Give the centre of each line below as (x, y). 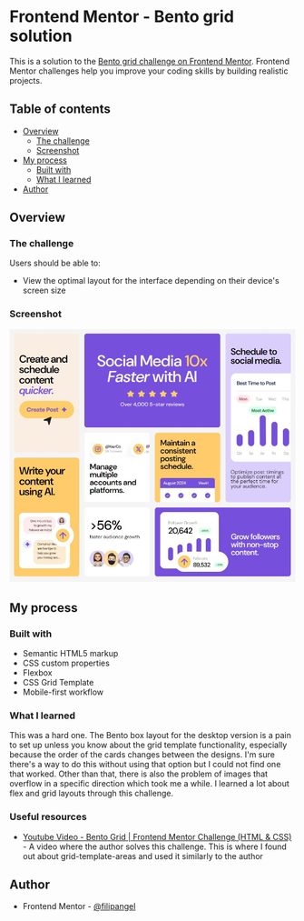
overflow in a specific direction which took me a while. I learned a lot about (150, 784)
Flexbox (37, 673)
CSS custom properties (66, 663)
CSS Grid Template (58, 683)
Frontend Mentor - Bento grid (122, 17)
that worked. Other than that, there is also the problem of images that (139, 774)
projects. (26, 80)
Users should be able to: (55, 263)
